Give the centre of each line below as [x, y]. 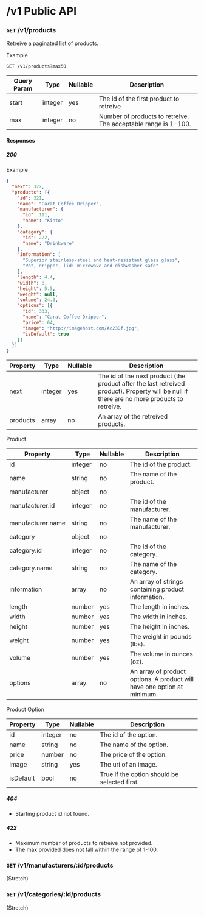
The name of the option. [134, 745]
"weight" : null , [38, 294]
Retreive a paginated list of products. [53, 43]
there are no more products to [141, 399]
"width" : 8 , [32, 283]
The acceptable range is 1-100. [145, 124]
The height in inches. [160, 627]
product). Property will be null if [143, 391]
